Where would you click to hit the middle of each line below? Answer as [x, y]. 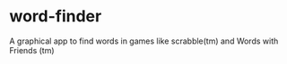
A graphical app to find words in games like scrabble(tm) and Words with [144, 41]
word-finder [56, 16]
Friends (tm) [32, 50]
